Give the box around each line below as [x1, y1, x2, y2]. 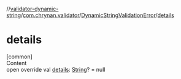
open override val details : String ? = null [6, 66, 106, 73]
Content [6, 59, 27, 66]
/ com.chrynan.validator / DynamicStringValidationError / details [20, 12, 175, 19]
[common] [6, 53, 33, 60]
